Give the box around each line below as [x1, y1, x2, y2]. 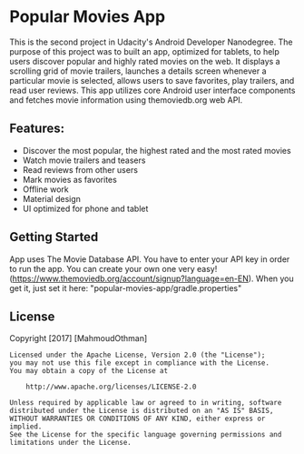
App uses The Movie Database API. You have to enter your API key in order [9, 253, 290, 265]
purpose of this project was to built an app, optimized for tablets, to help [9, 45, 279, 56]
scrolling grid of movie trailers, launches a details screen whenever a [9, 66, 267, 76]
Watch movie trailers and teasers [22, 155, 146, 166]
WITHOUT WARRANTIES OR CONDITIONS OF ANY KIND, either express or [9, 414, 266, 424]
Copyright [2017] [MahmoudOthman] [9, 333, 148, 344]
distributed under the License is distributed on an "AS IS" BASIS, [9, 407, 274, 416]
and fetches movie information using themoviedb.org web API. [9, 94, 243, 106]
